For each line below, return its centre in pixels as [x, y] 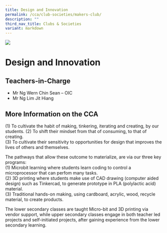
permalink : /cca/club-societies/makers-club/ [53, 14]
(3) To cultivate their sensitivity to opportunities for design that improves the [83, 142]
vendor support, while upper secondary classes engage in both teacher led [83, 214]
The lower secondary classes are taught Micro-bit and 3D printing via [77, 209]
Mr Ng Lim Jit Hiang [33, 98]
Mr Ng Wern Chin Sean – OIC [42, 93]
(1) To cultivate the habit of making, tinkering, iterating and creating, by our [82, 126]
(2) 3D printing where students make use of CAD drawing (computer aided [82, 178]
